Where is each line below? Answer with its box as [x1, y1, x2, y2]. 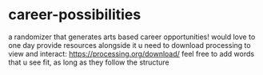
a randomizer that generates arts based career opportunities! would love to [8, 32, 256, 41]
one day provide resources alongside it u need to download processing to [8, 40, 251, 49]
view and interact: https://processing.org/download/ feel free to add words [8, 49, 254, 58]
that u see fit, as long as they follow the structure [8, 57, 169, 67]
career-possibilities [8, 6, 141, 24]
